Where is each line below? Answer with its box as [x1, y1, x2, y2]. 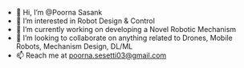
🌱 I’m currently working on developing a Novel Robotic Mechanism [15, 25, 237, 34]
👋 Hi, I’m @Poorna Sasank [15, 8, 103, 17]
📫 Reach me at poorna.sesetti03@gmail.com [15, 50, 167, 60]
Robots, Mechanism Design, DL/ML [15, 42, 133, 51]
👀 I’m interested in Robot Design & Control [15, 16, 155, 26]
